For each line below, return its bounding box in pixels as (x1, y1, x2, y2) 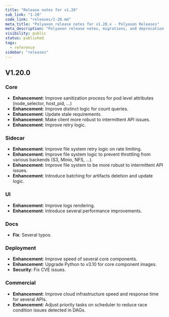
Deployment (5, 245, 36, 251)
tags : (5, 40, 17, 46)
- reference (10, 45, 35, 50)
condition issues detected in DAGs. (12, 307, 86, 313)
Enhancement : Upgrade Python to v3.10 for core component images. (12, 261, 157, 267)
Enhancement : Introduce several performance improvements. (12, 208, 142, 214)
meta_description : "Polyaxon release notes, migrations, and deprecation (5, 26, 164, 31)
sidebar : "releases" (5, 50, 49, 55)
